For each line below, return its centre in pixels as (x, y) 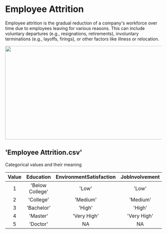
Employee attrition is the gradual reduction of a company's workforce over (81, 23)
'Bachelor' (39, 208)
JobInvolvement (140, 177)
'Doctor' (39, 224)
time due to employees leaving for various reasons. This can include (75, 28)
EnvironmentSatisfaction (85, 177)
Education (39, 177)
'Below (39, 185)
